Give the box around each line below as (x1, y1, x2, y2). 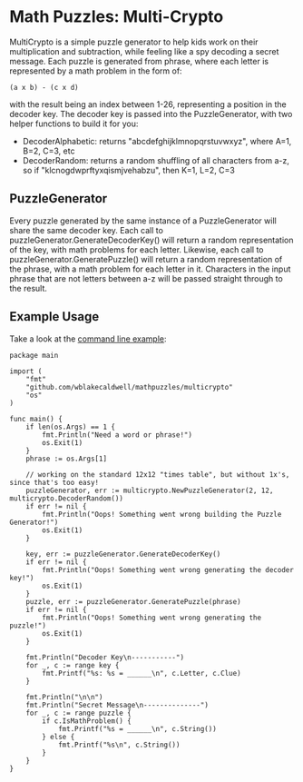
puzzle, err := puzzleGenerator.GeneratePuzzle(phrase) (25, 597, 242, 606)
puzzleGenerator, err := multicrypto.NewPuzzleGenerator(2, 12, (25, 486, 274, 495)
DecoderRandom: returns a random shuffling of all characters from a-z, (22, 154, 290, 165)
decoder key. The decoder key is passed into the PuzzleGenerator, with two (9, 108, 293, 119)
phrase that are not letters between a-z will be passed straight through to (9, 272, 283, 283)
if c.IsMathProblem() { (42, 716, 132, 726)
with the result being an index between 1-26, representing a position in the (9, 98, 288, 110)
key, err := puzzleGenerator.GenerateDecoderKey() (25, 549, 221, 559)
